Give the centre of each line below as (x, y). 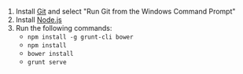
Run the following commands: (64, 28)
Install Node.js (39, 20)
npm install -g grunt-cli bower (80, 37)
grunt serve (47, 62)
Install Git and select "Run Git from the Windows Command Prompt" (125, 11)
